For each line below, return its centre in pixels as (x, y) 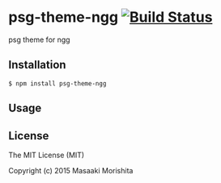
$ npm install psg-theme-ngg (57, 83)
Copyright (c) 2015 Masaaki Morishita (71, 170)
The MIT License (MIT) (47, 155)
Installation (37, 65)
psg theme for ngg (39, 40)
